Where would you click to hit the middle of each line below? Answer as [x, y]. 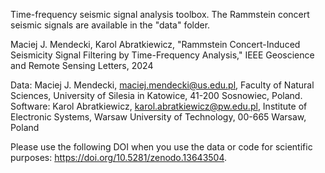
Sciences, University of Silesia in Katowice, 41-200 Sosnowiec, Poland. [156, 95]
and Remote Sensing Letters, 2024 [82, 65]
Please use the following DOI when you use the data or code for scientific [161, 147]
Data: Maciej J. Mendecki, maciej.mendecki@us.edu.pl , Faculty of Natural [162, 85]
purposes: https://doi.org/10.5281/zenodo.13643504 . [119, 157]
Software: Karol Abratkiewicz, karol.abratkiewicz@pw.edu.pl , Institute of [159, 106]
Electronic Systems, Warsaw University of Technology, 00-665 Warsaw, [158, 117]
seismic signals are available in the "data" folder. [110, 25]
